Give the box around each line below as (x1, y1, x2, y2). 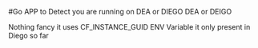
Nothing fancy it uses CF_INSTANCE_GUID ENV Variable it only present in (8, 22, 251, 31)
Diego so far (8, 31, 50, 40)
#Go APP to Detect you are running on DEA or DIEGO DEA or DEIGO (8, 7, 232, 16)
